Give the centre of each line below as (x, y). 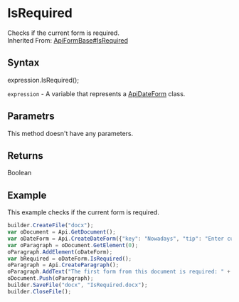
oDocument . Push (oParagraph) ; (51, 278)
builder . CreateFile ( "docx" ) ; (51, 226)
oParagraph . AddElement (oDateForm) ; (60, 252)
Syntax (23, 63)
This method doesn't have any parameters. (70, 133)
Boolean (20, 173)
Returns (26, 156)
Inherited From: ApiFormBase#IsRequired (68, 40)
